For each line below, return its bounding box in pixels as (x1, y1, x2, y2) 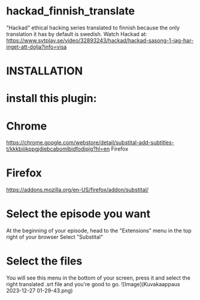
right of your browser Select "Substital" (6, 233, 104, 241)
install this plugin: (6, 92, 97, 106)
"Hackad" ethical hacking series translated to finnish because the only (6, 24, 180, 31)
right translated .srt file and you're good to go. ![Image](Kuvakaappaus (6, 281, 181, 288)
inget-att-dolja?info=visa (6, 43, 67, 50)
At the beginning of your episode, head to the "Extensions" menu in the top (6, 227, 192, 235)
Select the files (6, 254, 83, 268)
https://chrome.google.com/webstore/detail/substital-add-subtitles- (6, 139, 174, 146)
